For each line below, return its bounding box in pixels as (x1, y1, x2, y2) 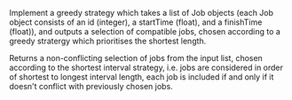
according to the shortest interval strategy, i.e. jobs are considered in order (9, 62, 284, 73)
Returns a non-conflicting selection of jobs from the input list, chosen (9, 53, 264, 63)
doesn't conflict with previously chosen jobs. (9, 81, 173, 91)
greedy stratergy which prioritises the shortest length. (9, 35, 207, 46)
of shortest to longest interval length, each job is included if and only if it (9, 72, 274, 82)
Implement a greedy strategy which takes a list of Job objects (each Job (9, 8, 273, 18)
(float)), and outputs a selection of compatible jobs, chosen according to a (9, 27, 281, 36)
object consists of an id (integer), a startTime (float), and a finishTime (9, 17, 263, 27)
